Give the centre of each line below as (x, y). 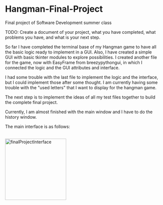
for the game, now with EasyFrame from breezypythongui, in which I (74, 62)
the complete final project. (31, 102)
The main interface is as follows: (38, 127)
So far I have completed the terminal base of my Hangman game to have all (81, 47)
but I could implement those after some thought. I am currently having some (81, 82)
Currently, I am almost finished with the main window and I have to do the (79, 112)
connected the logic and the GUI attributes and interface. (62, 68)
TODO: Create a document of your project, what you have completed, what (81, 32)
